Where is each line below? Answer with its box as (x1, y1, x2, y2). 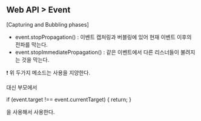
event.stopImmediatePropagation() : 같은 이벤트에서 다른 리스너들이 (15, 48, 180, 56)
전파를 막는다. (15, 41, 48, 48)
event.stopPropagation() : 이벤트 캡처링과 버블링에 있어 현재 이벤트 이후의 (15, 33, 192, 41)
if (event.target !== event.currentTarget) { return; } (6, 96, 132, 103)
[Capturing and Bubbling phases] (6, 21, 89, 28)
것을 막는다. (21, 56, 50, 63)
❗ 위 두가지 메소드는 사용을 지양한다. (6, 69, 91, 76)
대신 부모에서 (6, 83, 38, 91)
